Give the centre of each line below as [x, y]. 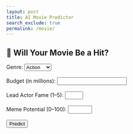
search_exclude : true [33, 23]
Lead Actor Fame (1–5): [35, 95]
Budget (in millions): [31, 81]
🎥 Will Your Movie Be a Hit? [58, 52]
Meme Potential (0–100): [36, 109]
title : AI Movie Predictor [40, 17]
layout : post [23, 12]
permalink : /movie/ [31, 28]
